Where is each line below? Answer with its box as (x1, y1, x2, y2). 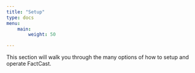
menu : (6, 20, 20, 26)
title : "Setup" (6, 9, 45, 15)
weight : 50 (28, 32, 56, 38)
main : (17, 26, 32, 32)
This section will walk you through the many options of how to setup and (6, 54, 189, 61)
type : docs (6, 15, 34, 21)
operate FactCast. (6, 60, 52, 68)
